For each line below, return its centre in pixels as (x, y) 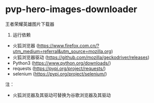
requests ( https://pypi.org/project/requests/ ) (59, 68)
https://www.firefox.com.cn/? (69, 45)
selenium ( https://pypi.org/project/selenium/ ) (60, 74)
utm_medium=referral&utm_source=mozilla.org (62, 51)
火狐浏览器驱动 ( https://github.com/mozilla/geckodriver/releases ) (81, 57)
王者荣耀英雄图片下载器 (30, 24)
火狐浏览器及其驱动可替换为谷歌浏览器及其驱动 (61, 95)
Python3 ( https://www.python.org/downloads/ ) (62, 63)
